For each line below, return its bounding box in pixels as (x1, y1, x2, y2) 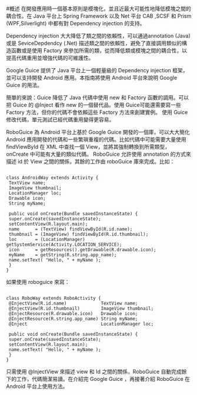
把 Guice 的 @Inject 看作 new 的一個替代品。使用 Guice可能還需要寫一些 (6, 102, 181, 108)
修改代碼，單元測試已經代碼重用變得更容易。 (6, 116, 115, 123)
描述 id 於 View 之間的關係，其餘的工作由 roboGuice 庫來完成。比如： (6, 158, 175, 165)
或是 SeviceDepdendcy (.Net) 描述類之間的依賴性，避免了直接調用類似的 (6, 40, 182, 46)
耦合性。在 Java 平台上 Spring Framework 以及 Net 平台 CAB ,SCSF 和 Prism (6, 12, 192, 19)
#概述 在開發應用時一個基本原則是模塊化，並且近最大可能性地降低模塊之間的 (6, 5, 191, 12)
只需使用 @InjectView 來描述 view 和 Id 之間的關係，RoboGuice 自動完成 (6, 368, 182, 375)
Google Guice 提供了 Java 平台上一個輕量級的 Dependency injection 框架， (6, 67, 188, 73)
